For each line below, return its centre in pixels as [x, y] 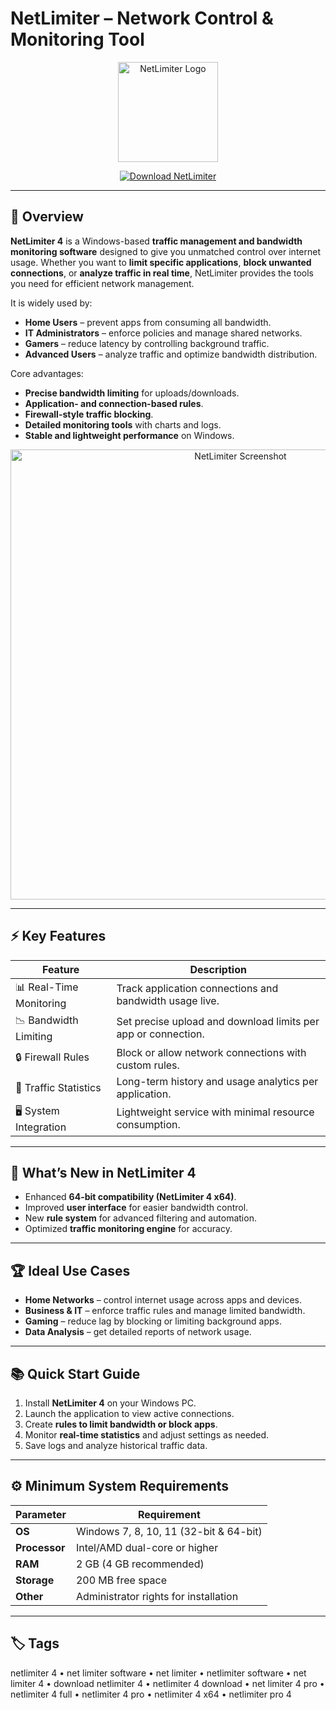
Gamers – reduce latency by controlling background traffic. [147, 343]
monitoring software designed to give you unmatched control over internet [165, 251]
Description [218, 969]
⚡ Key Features [58, 936]
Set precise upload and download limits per [218, 1022]
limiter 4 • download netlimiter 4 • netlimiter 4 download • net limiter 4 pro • [167, 1683]
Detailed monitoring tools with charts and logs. [123, 424]
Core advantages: [47, 373]
